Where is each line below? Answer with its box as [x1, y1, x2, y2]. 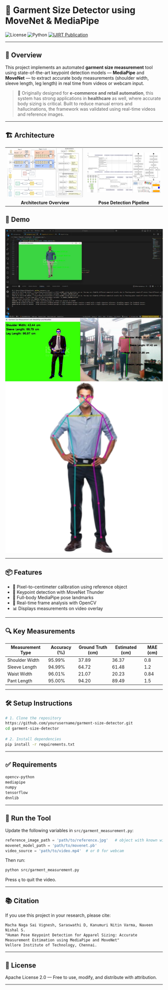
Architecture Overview [20, 199, 69, 205]
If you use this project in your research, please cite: [5, 912, 111, 918]
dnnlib [5, 796, 19, 801]
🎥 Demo [5, 215, 30, 224]
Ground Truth [78, 644, 107, 650]
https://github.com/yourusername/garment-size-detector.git [5, 721, 133, 726]
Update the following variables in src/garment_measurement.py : [5, 827, 134, 833]
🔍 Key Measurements [5, 627, 75, 636]
